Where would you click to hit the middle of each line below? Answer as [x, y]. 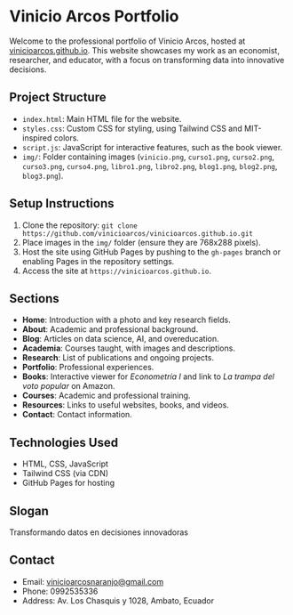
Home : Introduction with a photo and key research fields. [126, 320]
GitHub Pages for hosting [68, 483]
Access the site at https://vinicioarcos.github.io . [116, 271]
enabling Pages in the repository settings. [98, 261]
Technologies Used [63, 442]
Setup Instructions [62, 203]
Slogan [29, 510]
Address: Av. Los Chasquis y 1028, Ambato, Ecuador [118, 600]
